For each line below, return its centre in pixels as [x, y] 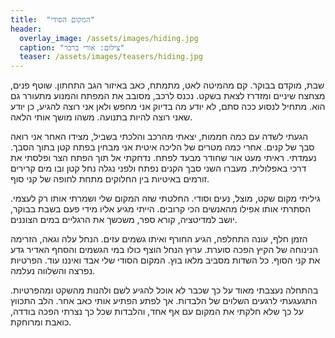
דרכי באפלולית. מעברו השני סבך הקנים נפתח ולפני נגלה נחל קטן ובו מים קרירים [158, 168]
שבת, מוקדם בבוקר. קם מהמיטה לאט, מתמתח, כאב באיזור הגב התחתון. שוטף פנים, [167, 85]
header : [26, 29]
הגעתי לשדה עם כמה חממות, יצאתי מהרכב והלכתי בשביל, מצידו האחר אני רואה [159, 137]
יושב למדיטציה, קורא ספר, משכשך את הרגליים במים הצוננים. [124, 220]
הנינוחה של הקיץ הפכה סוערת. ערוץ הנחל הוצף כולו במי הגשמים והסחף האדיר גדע [164, 250]
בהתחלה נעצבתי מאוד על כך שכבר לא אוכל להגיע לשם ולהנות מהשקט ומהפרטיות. [164, 290]
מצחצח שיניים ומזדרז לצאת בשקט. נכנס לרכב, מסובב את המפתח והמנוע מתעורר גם [168, 96]
